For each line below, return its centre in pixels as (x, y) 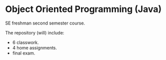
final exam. (24, 53)
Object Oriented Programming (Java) (83, 9)
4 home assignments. (35, 47)
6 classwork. (25, 42)
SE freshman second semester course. (45, 23)
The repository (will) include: (35, 32)
